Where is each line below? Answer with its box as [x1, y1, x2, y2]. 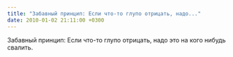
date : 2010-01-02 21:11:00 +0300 [7, 17, 105, 24]
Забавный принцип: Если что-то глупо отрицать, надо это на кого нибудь [7, 35, 226, 44]
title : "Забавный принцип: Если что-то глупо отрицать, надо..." [7, 10, 201, 17]
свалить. [7, 43, 33, 51]
